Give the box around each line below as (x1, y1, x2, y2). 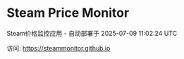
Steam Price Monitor (6, 5, 130, 21)
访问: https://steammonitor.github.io (6, 44, 111, 52)
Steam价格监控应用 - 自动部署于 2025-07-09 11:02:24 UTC (6, 29, 178, 37)
